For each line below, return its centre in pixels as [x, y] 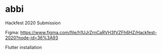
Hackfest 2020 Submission [33, 23]
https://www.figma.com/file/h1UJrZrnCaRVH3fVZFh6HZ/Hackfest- [88, 32]
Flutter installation [24, 47]
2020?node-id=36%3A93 [32, 38]
